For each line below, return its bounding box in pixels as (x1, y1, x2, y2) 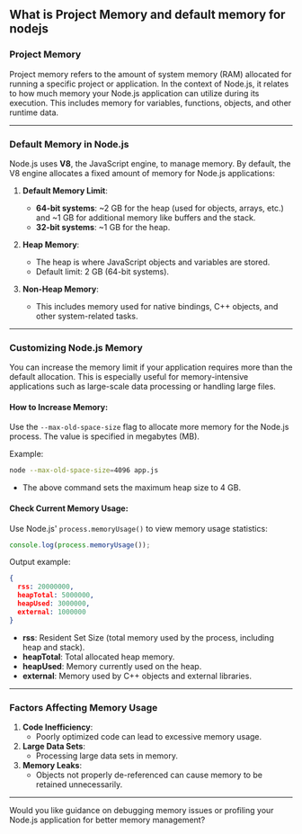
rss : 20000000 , (17, 582, 75, 592)
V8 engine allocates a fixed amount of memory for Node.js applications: (9, 167, 276, 178)
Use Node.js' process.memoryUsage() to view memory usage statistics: (9, 523, 268, 534)
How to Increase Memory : (9, 401, 109, 412)
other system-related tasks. (35, 310, 138, 321)
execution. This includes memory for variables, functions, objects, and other (9, 97, 292, 108)
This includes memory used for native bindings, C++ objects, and (35, 300, 279, 311)
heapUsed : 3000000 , (17, 599, 91, 608)
